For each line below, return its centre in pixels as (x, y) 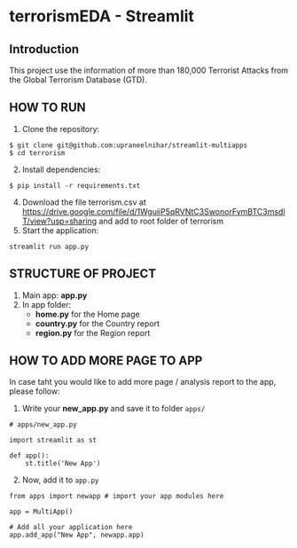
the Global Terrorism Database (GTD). (78, 80)
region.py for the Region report (93, 333)
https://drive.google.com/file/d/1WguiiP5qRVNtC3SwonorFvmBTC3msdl (153, 211)
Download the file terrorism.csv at (84, 202)
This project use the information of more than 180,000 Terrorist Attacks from (149, 70)
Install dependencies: (61, 169)
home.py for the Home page (87, 314)
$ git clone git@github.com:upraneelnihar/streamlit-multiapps (129, 145)
